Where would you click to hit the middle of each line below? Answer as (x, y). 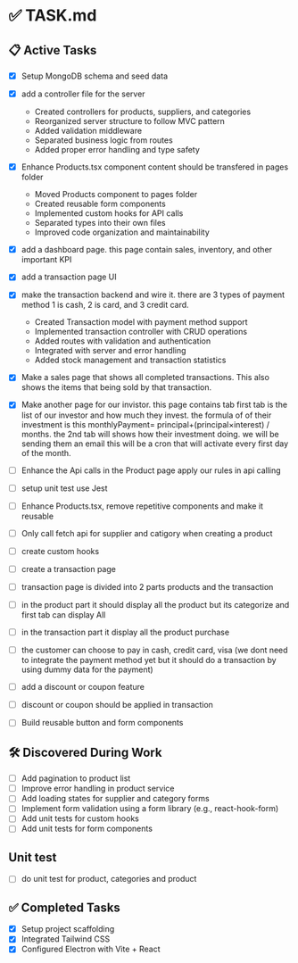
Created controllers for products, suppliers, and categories (143, 112)
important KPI (46, 260)
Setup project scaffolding (68, 929)
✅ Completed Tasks (65, 907)
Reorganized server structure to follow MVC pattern (129, 121)
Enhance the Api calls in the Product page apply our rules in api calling (151, 470)
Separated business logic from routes (103, 140)
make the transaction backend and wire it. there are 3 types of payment (153, 295)
